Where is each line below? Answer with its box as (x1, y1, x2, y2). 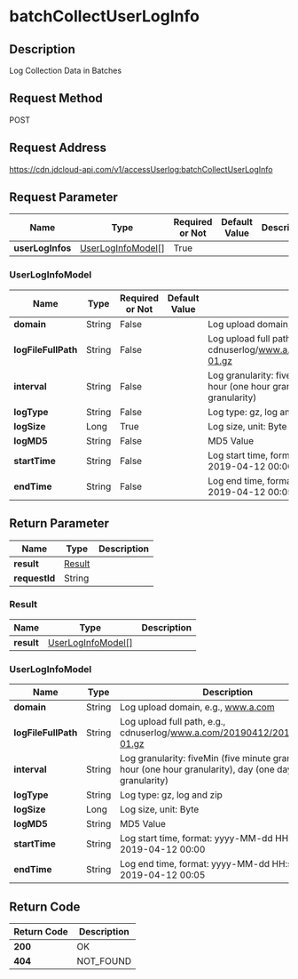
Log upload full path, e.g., (119, 716, 226, 728)
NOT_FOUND (76, 954, 132, 967)
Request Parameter (9, 189, 118, 205)
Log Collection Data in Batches (9, 65, 122, 76)
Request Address (9, 140, 107, 156)
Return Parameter (9, 516, 109, 531)
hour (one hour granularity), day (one (119, 763, 275, 775)
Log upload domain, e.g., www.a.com (119, 701, 275, 713)
